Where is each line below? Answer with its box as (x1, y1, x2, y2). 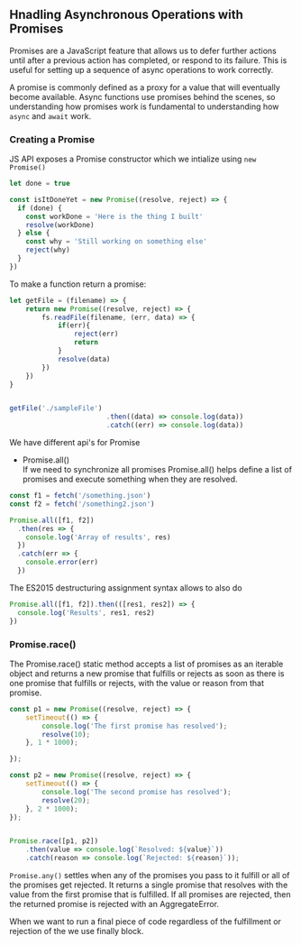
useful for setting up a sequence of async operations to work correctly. (9, 64, 274, 75)
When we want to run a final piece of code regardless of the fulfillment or (9, 916, 282, 927)
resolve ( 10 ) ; (41, 729, 91, 739)
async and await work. (9, 110, 92, 121)
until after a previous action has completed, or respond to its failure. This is (9, 54, 287, 66)
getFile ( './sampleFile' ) (9, 404, 103, 413)
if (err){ (57, 321, 91, 330)
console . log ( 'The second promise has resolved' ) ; (41, 787, 232, 796)
